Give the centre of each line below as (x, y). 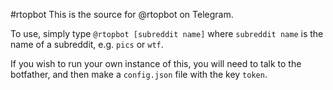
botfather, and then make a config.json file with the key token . (139, 74)
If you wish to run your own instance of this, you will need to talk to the (156, 63)
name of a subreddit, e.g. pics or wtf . (87, 44)
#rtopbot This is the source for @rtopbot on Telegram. (122, 14)
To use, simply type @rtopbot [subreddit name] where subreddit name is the (167, 33)
